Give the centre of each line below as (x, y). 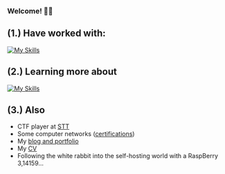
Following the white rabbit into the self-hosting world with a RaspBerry (118, 156)
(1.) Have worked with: (56, 33)
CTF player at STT (43, 126)
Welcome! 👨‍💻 (30, 11)
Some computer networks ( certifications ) (76, 134)
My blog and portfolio (48, 142)
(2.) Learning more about (62, 72)
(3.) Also (26, 110)
